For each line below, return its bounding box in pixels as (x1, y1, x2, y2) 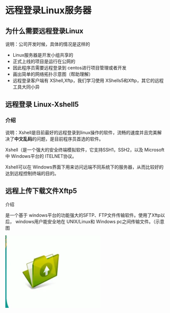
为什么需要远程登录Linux (5, 27, 83, 35)
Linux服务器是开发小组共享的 (12, 52, 74, 58)
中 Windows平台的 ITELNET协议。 (5, 153, 77, 159)
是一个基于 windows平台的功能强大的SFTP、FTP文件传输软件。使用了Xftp (5, 212, 161, 218)
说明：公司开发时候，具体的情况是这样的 (5, 41, 90, 47)
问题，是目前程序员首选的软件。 (36, 136, 103, 142)
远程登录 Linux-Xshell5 (5, 100, 79, 109)
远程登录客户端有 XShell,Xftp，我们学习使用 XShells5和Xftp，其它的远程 (12, 78, 164, 83)
